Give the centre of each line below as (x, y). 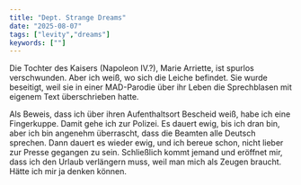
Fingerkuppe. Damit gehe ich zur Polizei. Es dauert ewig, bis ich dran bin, (145, 124)
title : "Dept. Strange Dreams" (68, 18)
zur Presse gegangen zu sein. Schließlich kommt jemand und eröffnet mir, (146, 153)
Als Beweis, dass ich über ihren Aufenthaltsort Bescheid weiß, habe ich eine (150, 114)
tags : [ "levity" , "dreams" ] (60, 34)
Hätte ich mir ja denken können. (68, 172)
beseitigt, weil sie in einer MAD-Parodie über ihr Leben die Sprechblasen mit (150, 87)
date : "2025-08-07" (46, 26)
